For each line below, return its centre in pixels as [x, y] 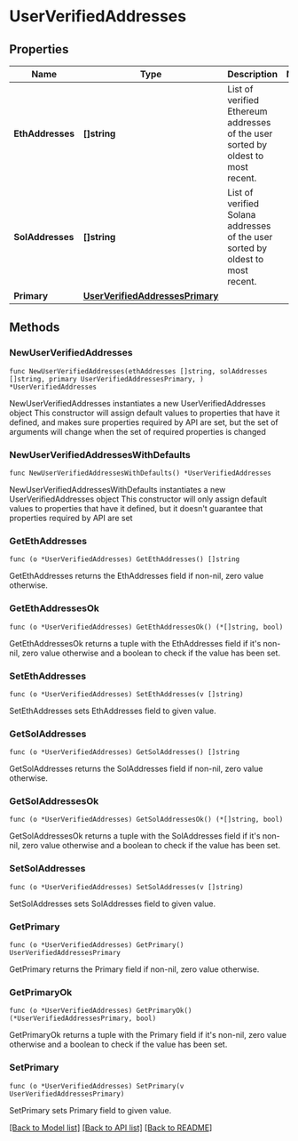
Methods [35, 328]
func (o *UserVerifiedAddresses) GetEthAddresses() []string [125, 559]
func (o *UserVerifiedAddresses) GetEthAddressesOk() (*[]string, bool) [146, 627]
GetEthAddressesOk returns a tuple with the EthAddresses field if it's [135, 643]
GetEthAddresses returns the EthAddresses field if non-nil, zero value [137, 576]
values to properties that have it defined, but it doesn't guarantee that [136, 508]
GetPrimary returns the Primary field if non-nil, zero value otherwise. [134, 969]
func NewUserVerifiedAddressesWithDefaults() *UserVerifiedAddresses [141, 473]
